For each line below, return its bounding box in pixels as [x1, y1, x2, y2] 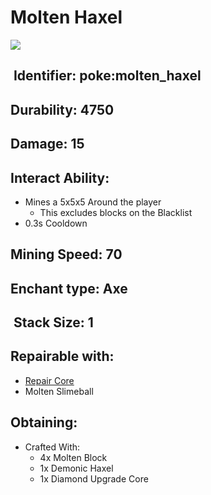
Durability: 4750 [10, 101, 115, 118]
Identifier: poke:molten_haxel [13, 67, 202, 85]
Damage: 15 [10, 136, 85, 153]
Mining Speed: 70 [10, 246, 123, 263]
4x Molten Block [39, 451, 108, 463]
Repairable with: [10, 348, 115, 365]
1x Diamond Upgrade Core [39, 472, 149, 485]
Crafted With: [24, 441, 81, 453]
